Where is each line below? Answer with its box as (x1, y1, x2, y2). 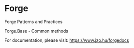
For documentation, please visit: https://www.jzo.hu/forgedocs (4, 37, 129, 43)
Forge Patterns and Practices (4, 19, 63, 24)
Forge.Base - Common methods (4, 28, 69, 34)
